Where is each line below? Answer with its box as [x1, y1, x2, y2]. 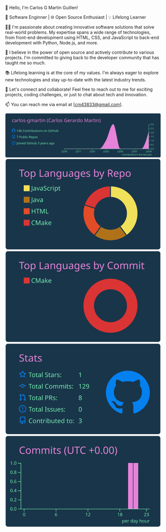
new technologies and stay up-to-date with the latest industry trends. [5, 77, 147, 82]
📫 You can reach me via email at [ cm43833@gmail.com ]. [5, 102, 123, 107]
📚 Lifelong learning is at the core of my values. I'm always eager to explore [5, 70, 159, 76]
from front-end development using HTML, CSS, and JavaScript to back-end [5, 35, 159, 40]
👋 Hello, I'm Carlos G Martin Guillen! [5, 5, 78, 10]
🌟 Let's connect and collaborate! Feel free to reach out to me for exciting [5, 86, 153, 92]
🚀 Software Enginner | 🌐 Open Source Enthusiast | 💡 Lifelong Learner [5, 14, 146, 20]
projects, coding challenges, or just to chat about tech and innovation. [5, 92, 148, 97]
